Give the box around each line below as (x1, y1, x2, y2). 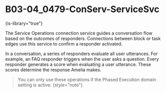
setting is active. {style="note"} (17, 82, 83, 88)
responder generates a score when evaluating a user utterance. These (5, 61, 151, 67)
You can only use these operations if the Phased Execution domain (17, 76, 156, 82)
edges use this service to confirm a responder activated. (5, 40, 123, 46)
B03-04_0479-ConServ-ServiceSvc (5, 4, 159, 15)
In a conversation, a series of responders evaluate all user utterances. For (5, 51, 158, 57)
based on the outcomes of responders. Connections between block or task (5, 35, 161, 41)
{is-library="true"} (5, 20, 43, 26)
